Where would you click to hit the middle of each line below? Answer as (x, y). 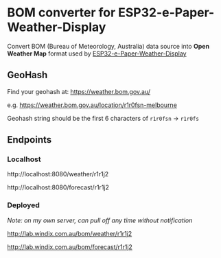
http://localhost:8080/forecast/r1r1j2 (58, 187)
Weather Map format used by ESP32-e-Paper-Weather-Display (97, 54)
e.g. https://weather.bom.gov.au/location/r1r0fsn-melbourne (92, 105)
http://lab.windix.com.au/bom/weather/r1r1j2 (70, 233)
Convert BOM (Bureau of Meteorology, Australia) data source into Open (108, 46)
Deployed (23, 205)
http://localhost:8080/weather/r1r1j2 (58, 174)
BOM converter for (61, 13)
